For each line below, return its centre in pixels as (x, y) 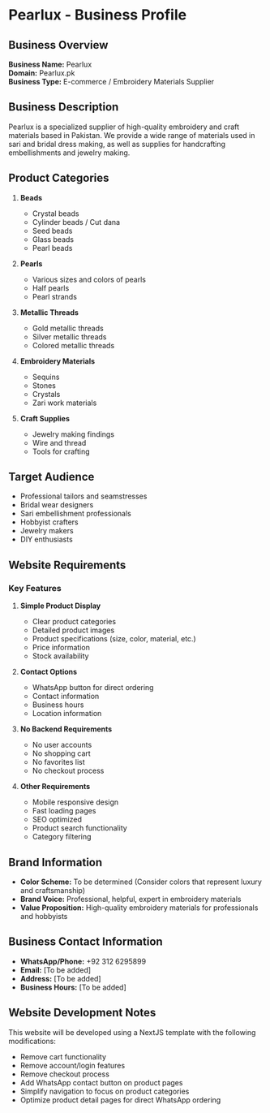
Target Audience (51, 477)
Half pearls (51, 288)
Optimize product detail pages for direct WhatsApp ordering (120, 1100)
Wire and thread (59, 442)
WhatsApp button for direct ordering (93, 688)
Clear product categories (74, 622)
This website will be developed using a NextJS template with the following (132, 1032)
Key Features (35, 588)
